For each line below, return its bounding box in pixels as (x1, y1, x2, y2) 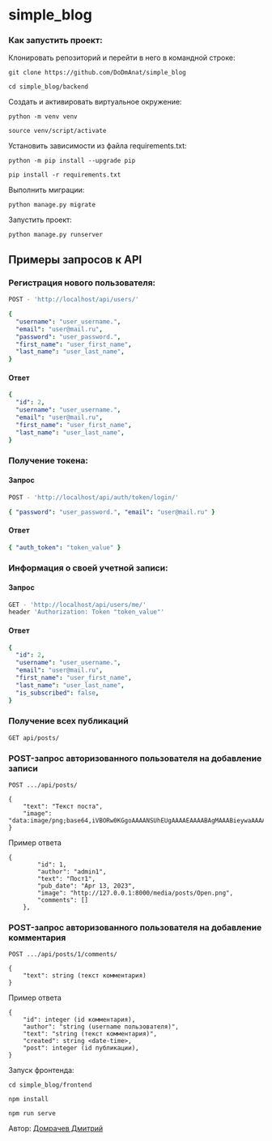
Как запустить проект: (8, 35, 103, 46)
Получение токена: (8, 455, 89, 467)
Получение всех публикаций (8, 716, 129, 727)
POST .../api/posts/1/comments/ (8, 951, 117, 959)
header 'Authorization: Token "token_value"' (8, 608, 164, 617)
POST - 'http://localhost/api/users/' (8, 296, 139, 304)
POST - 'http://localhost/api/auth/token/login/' (8, 493, 180, 502)
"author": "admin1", (37, 868, 107, 876)
